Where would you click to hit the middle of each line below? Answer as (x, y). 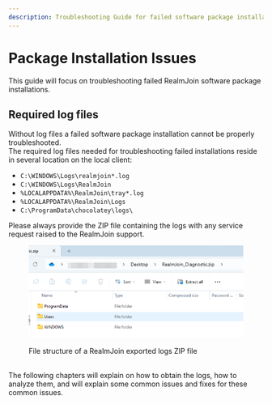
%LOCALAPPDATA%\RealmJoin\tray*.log (82, 193)
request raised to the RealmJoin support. (76, 234)
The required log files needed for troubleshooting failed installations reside (133, 151)
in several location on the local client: (70, 160)
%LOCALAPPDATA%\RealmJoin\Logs (73, 202)
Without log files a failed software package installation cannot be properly (132, 134)
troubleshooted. (35, 142)
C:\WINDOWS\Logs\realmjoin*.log (74, 176)
